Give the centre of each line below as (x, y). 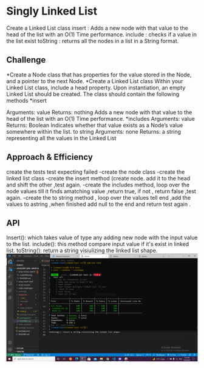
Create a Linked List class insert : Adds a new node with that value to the (97, 28)
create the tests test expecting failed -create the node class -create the (96, 172)
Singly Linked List (52, 11)
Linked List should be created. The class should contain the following (93, 94)
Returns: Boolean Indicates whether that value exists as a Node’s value (95, 125)
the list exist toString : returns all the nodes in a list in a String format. (93, 41)
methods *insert (26, 100)
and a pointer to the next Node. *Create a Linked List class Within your (95, 81)
